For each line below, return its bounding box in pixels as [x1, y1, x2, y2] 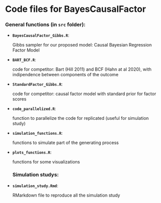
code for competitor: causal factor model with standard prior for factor [12, 91, 157, 97]
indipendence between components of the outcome [12, 72, 119, 78]
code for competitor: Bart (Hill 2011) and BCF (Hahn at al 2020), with [12, 66, 152, 72]
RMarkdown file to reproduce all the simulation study [12, 192, 120, 198]
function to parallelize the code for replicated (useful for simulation [12, 115, 149, 121]
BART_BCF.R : [12, 57, 36, 63]
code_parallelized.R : [12, 105, 56, 112]
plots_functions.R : [12, 150, 52, 155]
